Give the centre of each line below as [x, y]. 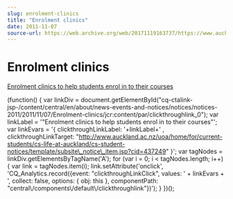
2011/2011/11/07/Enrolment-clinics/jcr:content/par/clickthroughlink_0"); [107, 114]
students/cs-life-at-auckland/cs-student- [66, 144]
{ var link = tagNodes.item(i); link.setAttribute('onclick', [85, 166]
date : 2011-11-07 [32, 26]
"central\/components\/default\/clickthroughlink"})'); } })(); [91, 189]
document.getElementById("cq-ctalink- [137, 100]
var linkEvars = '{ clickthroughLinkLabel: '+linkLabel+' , [86, 130]
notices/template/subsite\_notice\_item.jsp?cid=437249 [87, 152]
